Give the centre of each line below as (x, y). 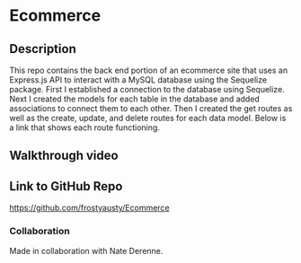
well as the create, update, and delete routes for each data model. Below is (148, 118)
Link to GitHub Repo (66, 186)
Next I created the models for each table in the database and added (135, 99)
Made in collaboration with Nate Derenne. (86, 250)
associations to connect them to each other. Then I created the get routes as (151, 108)
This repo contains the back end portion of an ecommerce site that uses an (149, 70)
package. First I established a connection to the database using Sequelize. (147, 89)
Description (43, 49)
